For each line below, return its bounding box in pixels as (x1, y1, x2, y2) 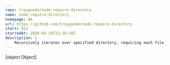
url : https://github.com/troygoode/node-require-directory (5, 21, 133, 27)
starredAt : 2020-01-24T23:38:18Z (5, 31, 76, 36)
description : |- (5, 36, 39, 41)
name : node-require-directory (5, 12, 69, 17)
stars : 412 (5, 26, 28, 31)
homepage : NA (5, 17, 33, 22)
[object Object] (5, 54, 37, 60)
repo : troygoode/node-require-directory (5, 7, 92, 13)
